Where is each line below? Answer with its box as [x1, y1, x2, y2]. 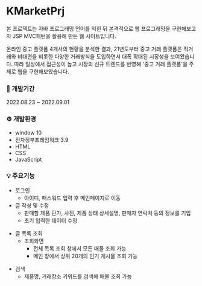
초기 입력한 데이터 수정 [24, 217, 78, 224]
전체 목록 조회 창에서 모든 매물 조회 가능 [33, 244, 127, 252]
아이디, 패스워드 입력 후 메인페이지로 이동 [24, 194, 121, 202]
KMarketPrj [6, 4, 65, 18]
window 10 [14, 129, 42, 136]
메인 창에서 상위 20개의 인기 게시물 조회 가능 [33, 252, 138, 259]
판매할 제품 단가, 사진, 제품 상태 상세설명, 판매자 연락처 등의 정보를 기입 [24, 209, 191, 217]
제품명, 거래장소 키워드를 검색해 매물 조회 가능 [24, 273, 132, 280]
